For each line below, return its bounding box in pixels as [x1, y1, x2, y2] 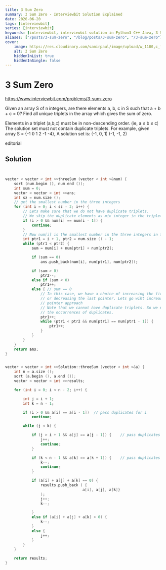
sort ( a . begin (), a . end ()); [14, 374, 77, 379]
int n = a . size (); [14, 369, 54, 375]
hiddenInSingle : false [14, 58, 61, 63]
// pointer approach [40, 301, 83, 306]
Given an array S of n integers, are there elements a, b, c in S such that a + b [5, 105, 161, 112]
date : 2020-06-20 [5, 16, 41, 21]
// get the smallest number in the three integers [14, 199, 121, 205]
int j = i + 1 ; [23, 396, 54, 401]
